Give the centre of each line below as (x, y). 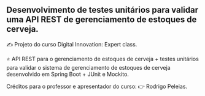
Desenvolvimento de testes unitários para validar (102, 10)
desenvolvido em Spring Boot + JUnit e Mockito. (68, 74)
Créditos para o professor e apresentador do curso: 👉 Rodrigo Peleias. (97, 86)
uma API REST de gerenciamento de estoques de (102, 20)
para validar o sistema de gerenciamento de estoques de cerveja (88, 67)
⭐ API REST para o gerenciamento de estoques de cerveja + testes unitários (103, 59)
